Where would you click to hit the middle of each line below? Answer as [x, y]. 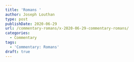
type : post [17, 19]
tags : [11, 42]
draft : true [18, 51]
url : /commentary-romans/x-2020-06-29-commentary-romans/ [67, 28]
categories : [18, 33]
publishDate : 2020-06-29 [31, 24]
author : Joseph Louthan [30, 14]
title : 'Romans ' [23, 10]
